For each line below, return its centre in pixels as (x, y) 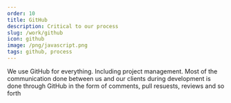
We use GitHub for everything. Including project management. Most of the (112, 71)
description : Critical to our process (63, 26)
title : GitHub (28, 20)
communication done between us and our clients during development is (109, 78)
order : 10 (21, 13)
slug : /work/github (35, 33)
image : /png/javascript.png (48, 45)
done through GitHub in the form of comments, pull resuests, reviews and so (116, 86)
